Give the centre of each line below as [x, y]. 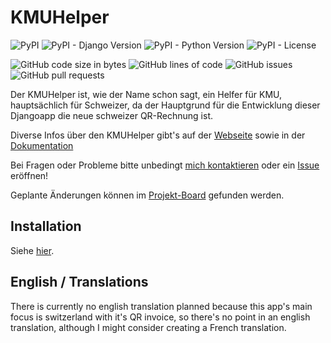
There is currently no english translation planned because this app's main [161, 306]
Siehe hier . [32, 250]
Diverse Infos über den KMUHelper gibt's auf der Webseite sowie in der [158, 135]
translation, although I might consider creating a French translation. [148, 327]
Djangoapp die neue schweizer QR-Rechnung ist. [112, 115]
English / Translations [79, 282]
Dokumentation [42, 145]
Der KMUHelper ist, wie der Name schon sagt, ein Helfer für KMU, [146, 94]
